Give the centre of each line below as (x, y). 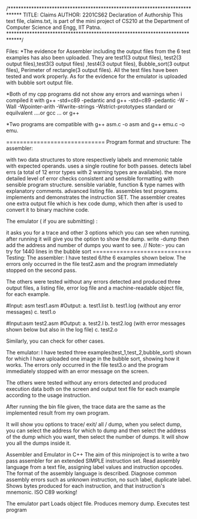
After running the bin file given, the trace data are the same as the (86, 407)
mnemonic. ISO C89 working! (42, 492)
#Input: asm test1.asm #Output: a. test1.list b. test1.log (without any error (94, 306)
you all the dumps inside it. (39, 443)
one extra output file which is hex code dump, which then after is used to (95, 203)
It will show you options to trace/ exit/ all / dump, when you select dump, (94, 424)
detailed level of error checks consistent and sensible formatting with (90, 178)
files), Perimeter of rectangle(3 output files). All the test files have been (92, 70)
